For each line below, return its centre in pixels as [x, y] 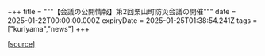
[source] [21, 44]
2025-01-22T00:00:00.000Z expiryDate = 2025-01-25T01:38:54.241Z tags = [132, 21]
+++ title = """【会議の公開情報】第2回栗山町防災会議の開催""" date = [122, 11]
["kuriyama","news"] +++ [49, 29]
